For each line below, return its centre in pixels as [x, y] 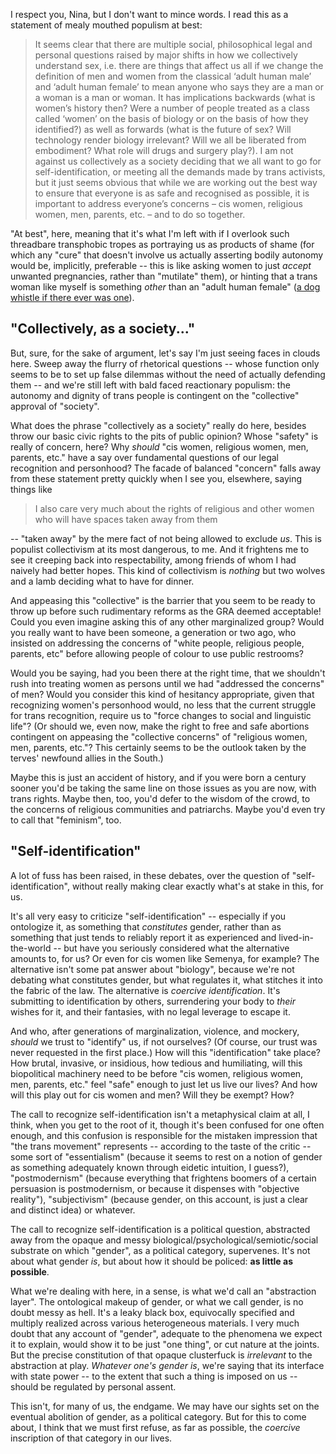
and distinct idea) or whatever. [73, 1210]
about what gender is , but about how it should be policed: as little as [151, 1261]
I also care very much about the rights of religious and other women [174, 508]
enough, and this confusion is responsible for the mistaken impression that [164, 1135]
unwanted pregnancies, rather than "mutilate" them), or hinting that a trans [164, 276]
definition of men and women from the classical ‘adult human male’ [173, 76]
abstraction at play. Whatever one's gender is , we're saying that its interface [167, 1365]
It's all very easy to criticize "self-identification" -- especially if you [148, 916]
